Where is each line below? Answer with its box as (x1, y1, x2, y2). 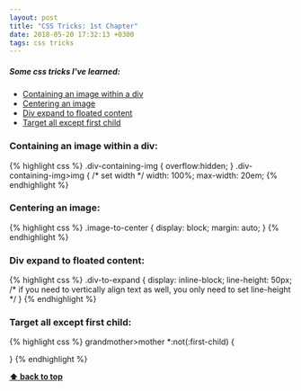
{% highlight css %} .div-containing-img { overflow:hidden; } (9, 160, 235, 171)
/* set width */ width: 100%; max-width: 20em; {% (92, 170, 279, 181)
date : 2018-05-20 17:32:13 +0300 (9, 30, 135, 39)
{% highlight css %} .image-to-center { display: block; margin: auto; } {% (9, 222, 280, 233)
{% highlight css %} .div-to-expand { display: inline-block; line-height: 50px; (9, 275, 292, 286)
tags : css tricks (9, 38, 75, 48)
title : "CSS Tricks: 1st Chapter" (9, 22, 139, 31)
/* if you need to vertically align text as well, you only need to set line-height (9, 284, 291, 295)
